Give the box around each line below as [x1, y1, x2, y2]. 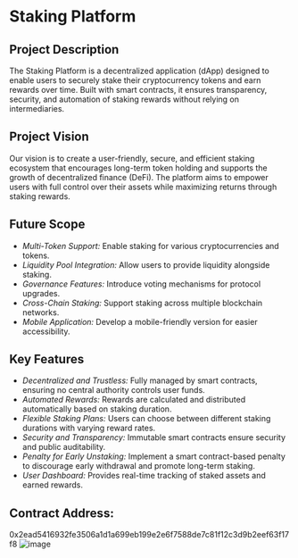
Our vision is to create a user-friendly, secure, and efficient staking [9, 153, 255, 163]
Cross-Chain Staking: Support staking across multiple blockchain [21, 297, 263, 308]
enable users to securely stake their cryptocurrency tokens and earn [9, 75, 261, 86]
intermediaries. [9, 104, 65, 113]
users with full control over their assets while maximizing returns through [9, 181, 277, 192]
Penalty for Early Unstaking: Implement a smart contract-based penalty [21, 451, 286, 462]
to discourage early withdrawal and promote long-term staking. [21, 461, 256, 471]
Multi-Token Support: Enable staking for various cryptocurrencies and [21, 240, 279, 251]
